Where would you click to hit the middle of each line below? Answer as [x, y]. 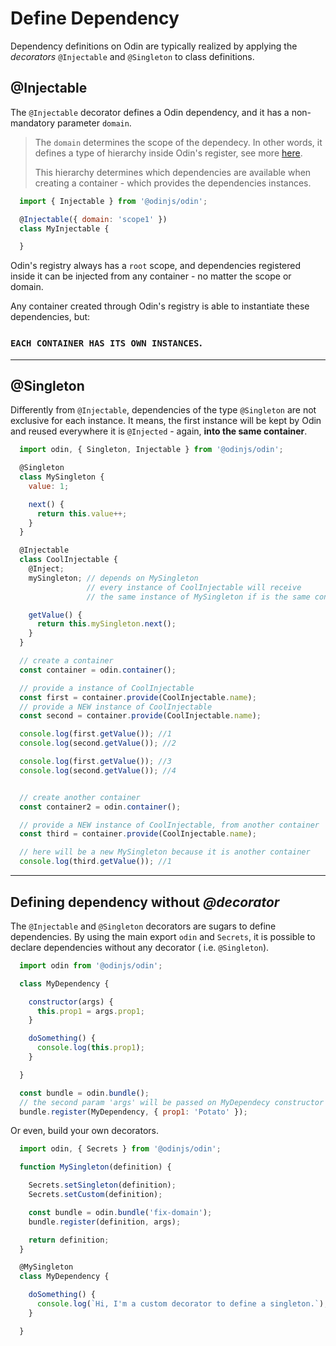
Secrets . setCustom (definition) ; [95, 1195]
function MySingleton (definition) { [95, 1167]
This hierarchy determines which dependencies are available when [173, 172]
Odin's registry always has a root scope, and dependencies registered [156, 266]
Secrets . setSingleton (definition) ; [102, 1185]
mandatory [33, 123]
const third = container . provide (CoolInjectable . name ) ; [138, 834]
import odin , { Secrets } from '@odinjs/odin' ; [120, 1149]
